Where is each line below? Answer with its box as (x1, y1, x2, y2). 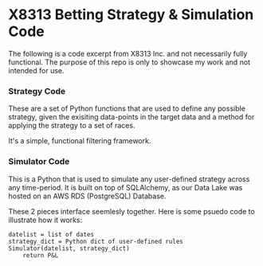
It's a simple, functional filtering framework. (8, 136, 151, 146)
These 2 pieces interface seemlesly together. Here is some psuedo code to (8, 206, 255, 216)
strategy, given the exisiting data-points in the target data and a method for (8, 112, 255, 122)
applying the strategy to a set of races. (8, 121, 135, 131)
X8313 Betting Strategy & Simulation (8, 6, 254, 24)
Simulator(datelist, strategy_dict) (8, 244, 130, 252)
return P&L (22, 251, 59, 260)
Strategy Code (8, 85, 66, 96)
